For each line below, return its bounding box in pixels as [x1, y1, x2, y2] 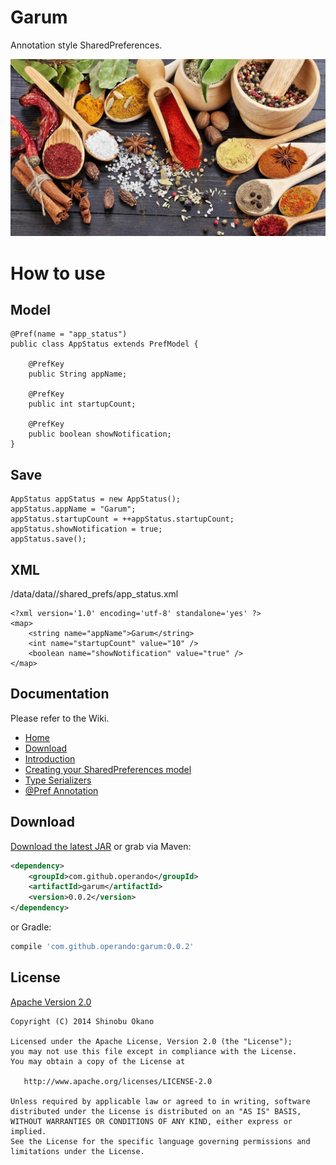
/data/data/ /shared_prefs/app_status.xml [10, 588, 179, 600]
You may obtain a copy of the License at [10, 1056, 186, 1066]
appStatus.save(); [10, 534, 87, 545]
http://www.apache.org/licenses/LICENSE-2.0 [23, 1076, 213, 1086]
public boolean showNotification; [28, 429, 172, 440]
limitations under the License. [10, 1146, 145, 1156]
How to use [10, 262, 106, 285]
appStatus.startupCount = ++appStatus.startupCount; [10, 514, 235, 525]
